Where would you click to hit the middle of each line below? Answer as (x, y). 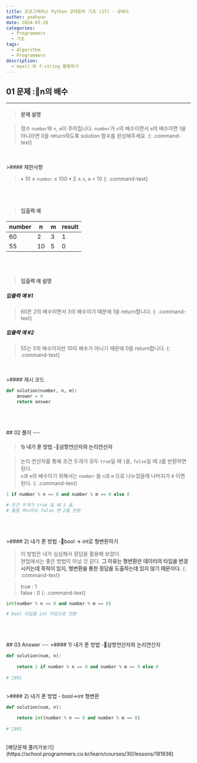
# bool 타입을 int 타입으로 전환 (41, 614)
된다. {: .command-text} (49, 483)
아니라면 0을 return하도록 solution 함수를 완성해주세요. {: (86, 136)
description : (22, 61)
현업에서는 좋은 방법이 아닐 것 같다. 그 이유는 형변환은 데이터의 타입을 (99, 561)
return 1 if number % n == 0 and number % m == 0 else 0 (88, 667)
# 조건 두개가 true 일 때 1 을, (40, 505)
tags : (13, 45)
